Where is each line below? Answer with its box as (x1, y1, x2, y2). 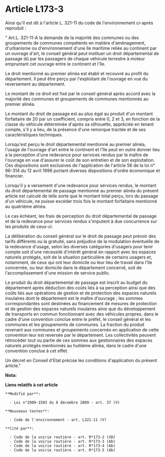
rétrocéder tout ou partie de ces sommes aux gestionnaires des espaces (5, 337, 153, 343)
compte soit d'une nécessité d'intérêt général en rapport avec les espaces (5, 249, 156, 255)
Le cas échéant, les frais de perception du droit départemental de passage (5, 213, 157, 219)
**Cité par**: (5, 426, 34, 431)
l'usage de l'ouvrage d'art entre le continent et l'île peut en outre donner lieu (5, 146, 160, 152)
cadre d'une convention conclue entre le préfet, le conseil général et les (5, 316, 151, 322)
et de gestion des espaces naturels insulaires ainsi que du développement (5, 306, 156, 312)
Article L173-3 (5, 3, 64, 15)
